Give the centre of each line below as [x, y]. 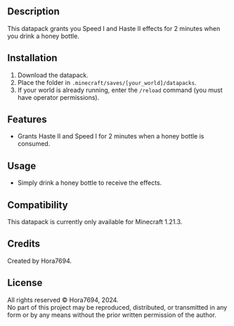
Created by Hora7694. [40, 261]
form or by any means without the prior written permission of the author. [112, 315]
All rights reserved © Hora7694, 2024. [63, 300]
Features [27, 120]
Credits [24, 244]
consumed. [34, 144]
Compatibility [38, 205]
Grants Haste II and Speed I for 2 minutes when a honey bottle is [111, 136]
